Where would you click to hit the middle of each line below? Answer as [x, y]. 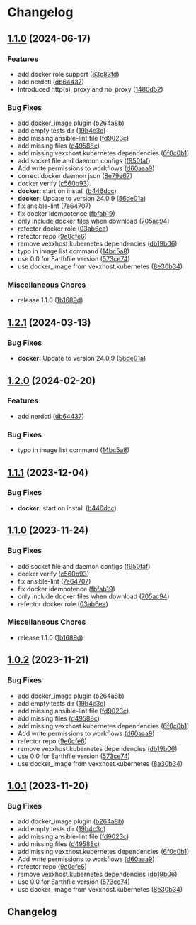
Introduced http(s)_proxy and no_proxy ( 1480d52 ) [91, 89]
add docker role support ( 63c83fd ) [68, 74]
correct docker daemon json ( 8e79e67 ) [75, 176]
